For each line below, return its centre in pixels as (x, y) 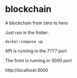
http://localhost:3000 (27, 70)
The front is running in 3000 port (38, 60)
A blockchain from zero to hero (37, 23)
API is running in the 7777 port (36, 51)
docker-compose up (24, 41)
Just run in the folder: (27, 32)
